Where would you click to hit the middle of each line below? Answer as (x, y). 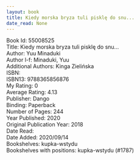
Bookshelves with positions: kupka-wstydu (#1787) (70, 150)
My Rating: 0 (22, 86)
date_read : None (27, 23)
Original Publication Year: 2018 (45, 125)
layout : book (23, 12)
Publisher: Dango (28, 99)
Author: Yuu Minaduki (33, 54)
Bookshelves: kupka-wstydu (42, 144)
